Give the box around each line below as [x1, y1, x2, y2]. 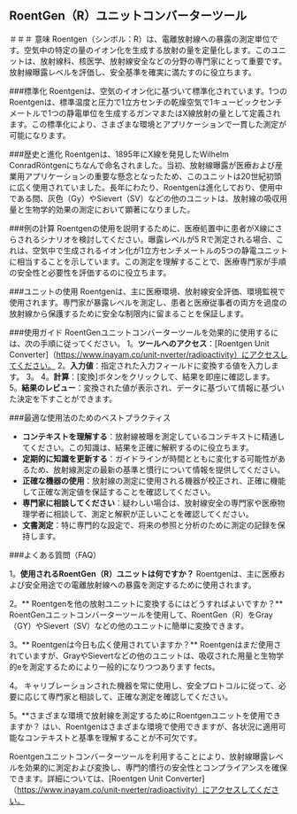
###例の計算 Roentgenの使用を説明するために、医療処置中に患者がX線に [9, 222, 276, 233]
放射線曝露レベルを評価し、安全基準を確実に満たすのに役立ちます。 [9, 66, 256, 77]
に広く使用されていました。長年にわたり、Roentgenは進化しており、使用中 [9, 182, 283, 192]
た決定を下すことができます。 [9, 393, 118, 404]
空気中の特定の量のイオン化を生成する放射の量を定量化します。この [23, 44, 271, 55]
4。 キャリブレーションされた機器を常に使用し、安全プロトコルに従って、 [9, 680, 279, 691]
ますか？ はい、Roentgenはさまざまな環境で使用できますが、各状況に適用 [9, 721, 278, 732]
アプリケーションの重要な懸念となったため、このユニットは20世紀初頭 [24, 171, 282, 182]
